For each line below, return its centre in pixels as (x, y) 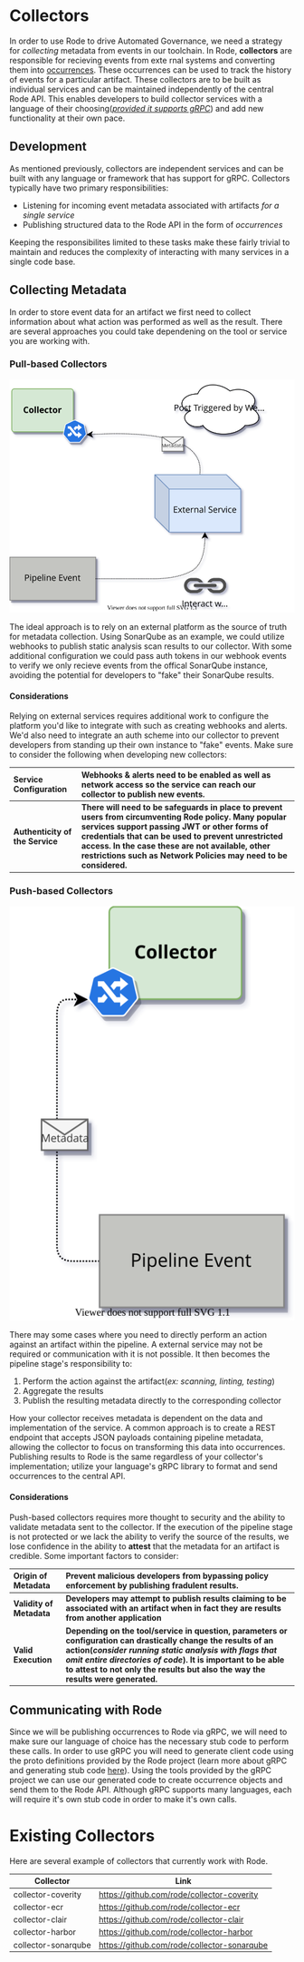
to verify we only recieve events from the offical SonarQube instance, (139, 666)
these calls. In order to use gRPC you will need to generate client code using (152, 1751)
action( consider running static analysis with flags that (171, 1650)
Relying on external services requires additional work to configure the (139, 716)
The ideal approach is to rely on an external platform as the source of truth (148, 627)
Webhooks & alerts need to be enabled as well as (176, 775)
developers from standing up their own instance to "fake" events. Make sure (152, 745)
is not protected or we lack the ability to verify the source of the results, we (149, 1536)
